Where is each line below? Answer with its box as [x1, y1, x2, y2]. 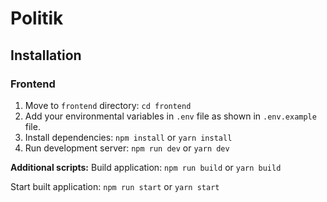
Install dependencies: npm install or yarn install [24, 131, 233, 143]
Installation [10, 47, 82, 64]
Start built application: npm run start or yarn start [10, 180, 220, 192]
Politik [10, 7, 64, 30]
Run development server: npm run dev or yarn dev [24, 142, 230, 154]
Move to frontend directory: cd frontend [24, 99, 192, 111]
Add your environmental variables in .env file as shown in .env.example [24, 110, 317, 122]
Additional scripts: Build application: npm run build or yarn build [10, 161, 282, 173]
